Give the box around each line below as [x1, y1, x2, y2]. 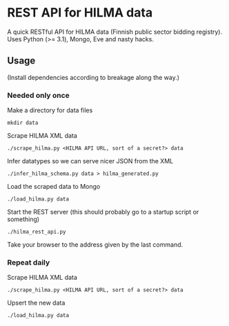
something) [7, 215, 40, 223]
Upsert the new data [7, 298, 66, 307]
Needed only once [7, 90, 70, 100]
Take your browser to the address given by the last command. [7, 241, 183, 249]
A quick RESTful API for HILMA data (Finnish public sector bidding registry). [7, 28, 223, 36]
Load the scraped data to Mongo [7, 183, 101, 191]
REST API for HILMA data [7, 5, 153, 21]
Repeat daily [7, 257, 50, 267]
